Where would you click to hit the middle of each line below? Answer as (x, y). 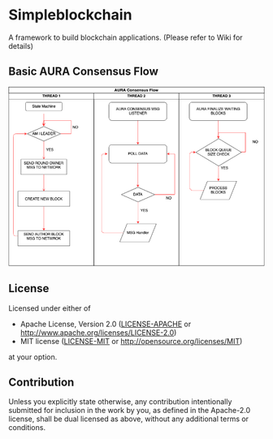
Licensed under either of (50, 308)
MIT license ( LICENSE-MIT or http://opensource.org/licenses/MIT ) (131, 341)
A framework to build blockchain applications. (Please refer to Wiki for (126, 37)
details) (21, 45)
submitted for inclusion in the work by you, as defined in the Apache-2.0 (129, 411)
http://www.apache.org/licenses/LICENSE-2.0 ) (98, 332)
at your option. (33, 357)
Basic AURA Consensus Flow (83, 72)
